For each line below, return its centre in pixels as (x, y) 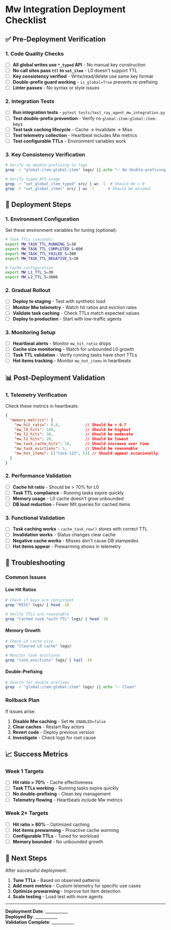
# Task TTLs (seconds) (29, 240)
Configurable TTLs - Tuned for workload (56, 836)
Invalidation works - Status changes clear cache (64, 535)
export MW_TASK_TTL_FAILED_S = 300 (41, 254)
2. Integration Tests (30, 102)
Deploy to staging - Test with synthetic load (59, 301)
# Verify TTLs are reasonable (37, 614)
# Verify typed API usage (33, 179)
